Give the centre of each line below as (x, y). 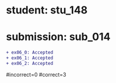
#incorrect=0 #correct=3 (36, 74)
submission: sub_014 (58, 37)
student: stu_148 (47, 10)
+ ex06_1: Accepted (30, 58)
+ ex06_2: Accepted (30, 63)
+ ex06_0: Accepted (30, 53)
